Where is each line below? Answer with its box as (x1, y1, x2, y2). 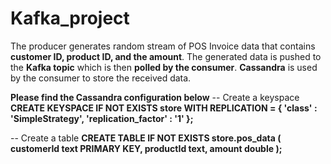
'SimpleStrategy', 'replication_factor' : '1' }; (10, 112, 194, 124)
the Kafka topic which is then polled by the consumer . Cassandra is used (10, 61, 318, 73)
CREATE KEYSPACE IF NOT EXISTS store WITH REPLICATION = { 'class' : (10, 102, 318, 114)
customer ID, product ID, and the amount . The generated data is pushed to (10, 50, 322, 62)
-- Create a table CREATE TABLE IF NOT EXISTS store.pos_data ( (10, 132, 282, 144)
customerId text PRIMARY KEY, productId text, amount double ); (10, 142, 283, 154)
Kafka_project (10, 7, 130, 30)
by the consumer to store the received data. (10, 72, 192, 84)
